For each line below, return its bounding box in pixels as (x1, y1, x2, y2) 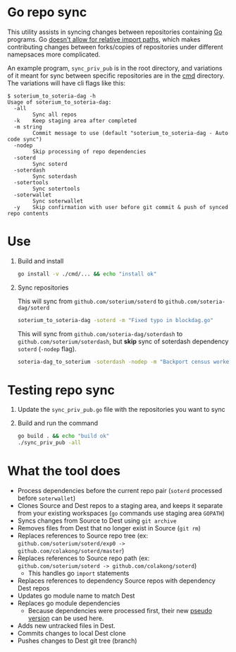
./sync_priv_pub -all (17, 439, 81, 446)
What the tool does (7, 463, 121, 479)
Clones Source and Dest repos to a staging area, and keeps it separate (17, 502, 223, 510)
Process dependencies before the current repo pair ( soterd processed (17, 487, 223, 495)
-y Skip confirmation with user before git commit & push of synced (13, 203, 229, 211)
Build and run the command (17, 419, 99, 427)
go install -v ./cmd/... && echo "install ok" (17, 270, 157, 278)
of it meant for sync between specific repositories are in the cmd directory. (7, 71, 225, 80)
